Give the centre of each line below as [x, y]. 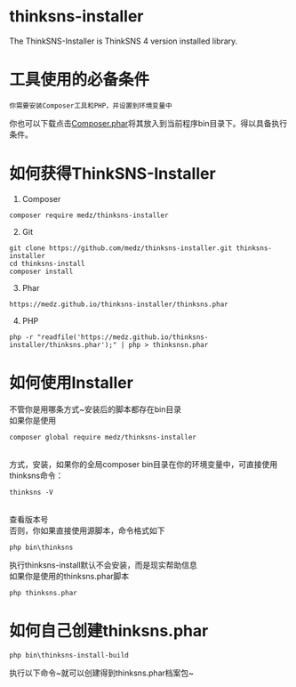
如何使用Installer [71, 383]
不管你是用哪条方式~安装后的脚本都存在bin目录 [96, 409]
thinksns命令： [36, 475]
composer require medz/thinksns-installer [89, 215]
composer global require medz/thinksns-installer [103, 437]
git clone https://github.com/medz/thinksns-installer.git [121, 248]
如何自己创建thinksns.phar [109, 630]
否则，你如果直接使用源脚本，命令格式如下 [87, 530]
